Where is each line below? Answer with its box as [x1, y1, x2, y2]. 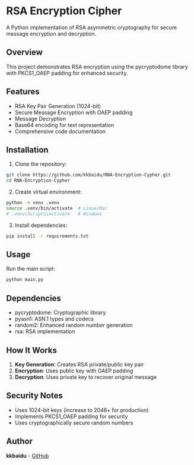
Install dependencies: [14, 222, 68, 229]
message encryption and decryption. [6, 30, 97, 37]
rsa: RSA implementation [14, 328, 75, 335]
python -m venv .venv [6, 200, 60, 206]
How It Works [6, 345, 58, 355]
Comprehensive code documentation [14, 128, 106, 135]
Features [6, 87, 40, 97]
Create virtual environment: [14, 188, 82, 195]
